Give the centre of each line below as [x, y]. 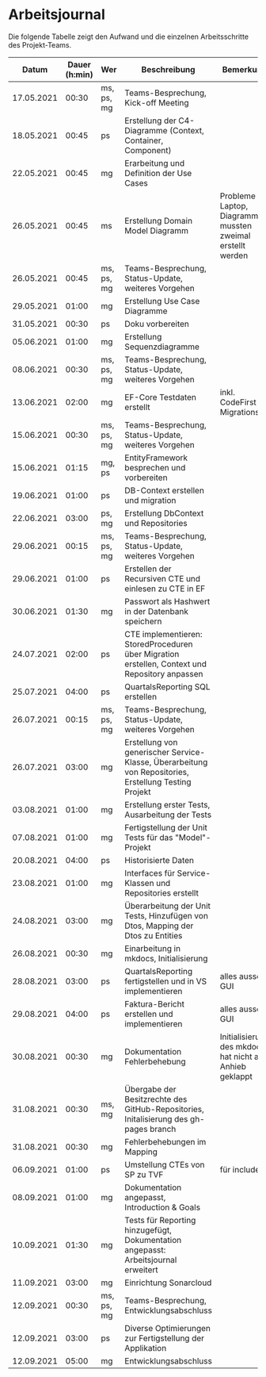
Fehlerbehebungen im [165, 1141]
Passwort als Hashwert [167, 601]
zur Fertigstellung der [164, 1338]
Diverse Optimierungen [168, 1328]
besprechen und [155, 467]
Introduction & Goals [162, 1207]
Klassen [139, 883]
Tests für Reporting [160, 1220]
